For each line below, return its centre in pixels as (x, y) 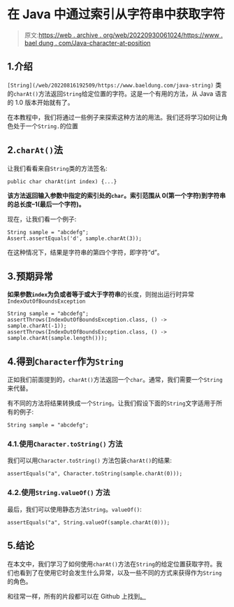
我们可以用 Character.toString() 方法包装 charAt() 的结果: (90, 460)
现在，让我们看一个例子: (42, 219)
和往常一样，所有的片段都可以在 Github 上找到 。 (77, 596)
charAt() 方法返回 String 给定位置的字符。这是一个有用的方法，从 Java (114, 93)
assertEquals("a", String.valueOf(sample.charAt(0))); (89, 522)
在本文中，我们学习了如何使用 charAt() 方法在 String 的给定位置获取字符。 (112, 564)
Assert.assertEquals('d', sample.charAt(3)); (74, 238)
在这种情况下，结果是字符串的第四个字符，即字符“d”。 (85, 252)
